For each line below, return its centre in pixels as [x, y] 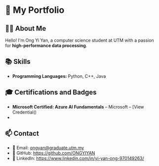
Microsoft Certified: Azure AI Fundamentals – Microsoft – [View [78, 107]
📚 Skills [18, 62]
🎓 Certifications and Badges [51, 92]
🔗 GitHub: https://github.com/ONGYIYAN [54, 153]
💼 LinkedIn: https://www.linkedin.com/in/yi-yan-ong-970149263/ [78, 159]
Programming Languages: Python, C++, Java [59, 76]
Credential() [24, 112]
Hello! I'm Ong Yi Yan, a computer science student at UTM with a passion [79, 40]
